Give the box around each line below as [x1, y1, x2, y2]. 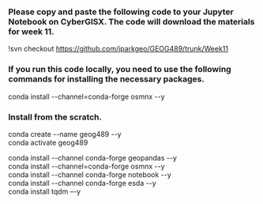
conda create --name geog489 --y [8, 129, 122, 138]
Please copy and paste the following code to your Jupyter [8, 6, 235, 17]
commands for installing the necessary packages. [8, 74, 205, 85]
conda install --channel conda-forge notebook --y [8, 169, 171, 179]
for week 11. [8, 26, 54, 37]
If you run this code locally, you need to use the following [8, 64, 231, 75]
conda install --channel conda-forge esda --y [8, 178, 156, 187]
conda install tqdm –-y [8, 187, 81, 196]
